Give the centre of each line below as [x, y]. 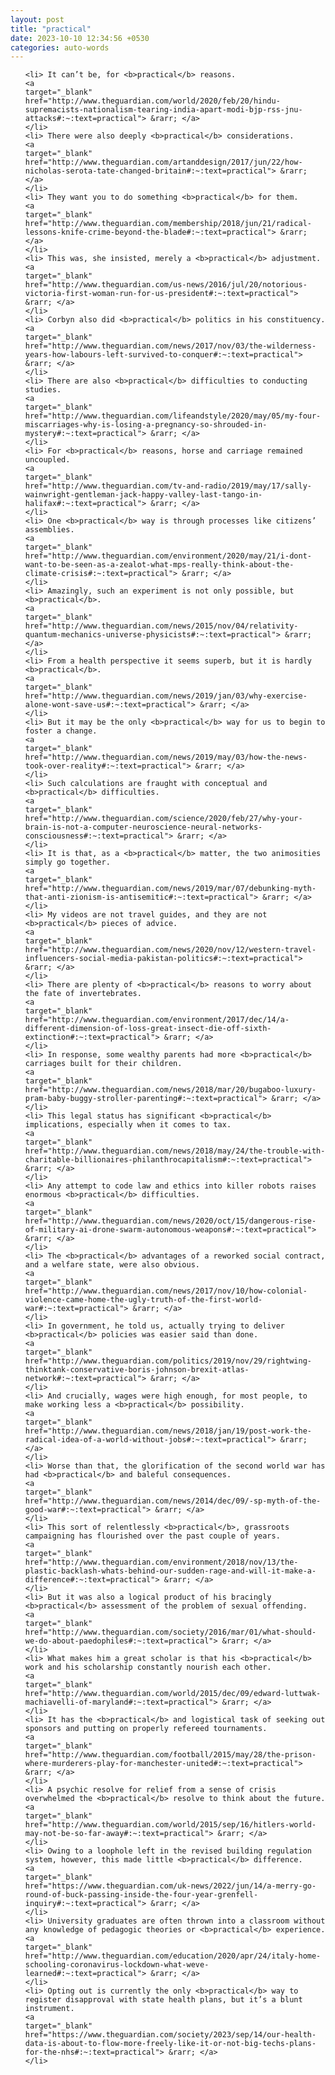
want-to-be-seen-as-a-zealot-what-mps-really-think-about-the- [159, 565]
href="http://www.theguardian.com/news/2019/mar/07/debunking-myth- [170, 889]
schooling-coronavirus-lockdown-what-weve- [117, 1965]
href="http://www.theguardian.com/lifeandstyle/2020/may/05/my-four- [173, 416]
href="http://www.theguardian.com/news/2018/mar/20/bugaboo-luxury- [170, 1090]
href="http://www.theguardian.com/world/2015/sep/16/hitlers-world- [170, 1825]
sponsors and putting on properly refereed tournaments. [146, 1729]
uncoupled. [47, 460]
